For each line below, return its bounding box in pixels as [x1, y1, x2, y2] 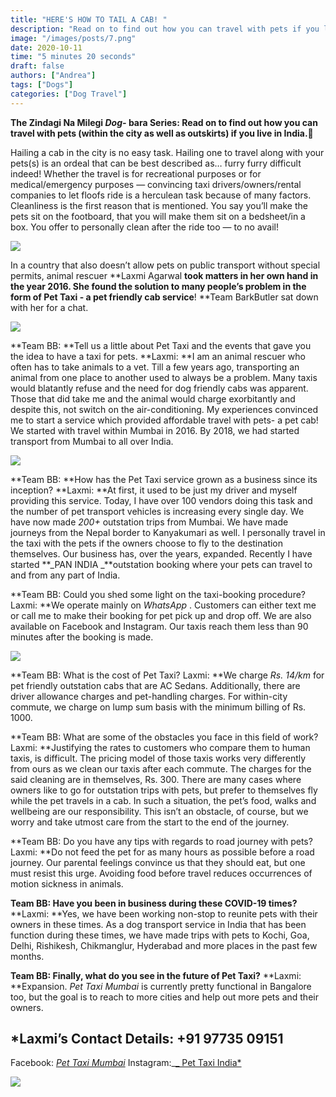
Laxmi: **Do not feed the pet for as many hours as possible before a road [10, 846, 315, 858]
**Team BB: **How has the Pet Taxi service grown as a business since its [10, 473, 318, 485]
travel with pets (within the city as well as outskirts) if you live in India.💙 [10, 127, 314, 139]
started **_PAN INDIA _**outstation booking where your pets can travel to [10, 558, 313, 570]
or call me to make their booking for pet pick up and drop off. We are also [10, 609, 312, 621]
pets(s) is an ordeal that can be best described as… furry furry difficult [10, 157, 302, 169]
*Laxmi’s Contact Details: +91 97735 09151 [10, 1031, 284, 1048]
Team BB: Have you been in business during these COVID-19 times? [10, 897, 298, 909]
